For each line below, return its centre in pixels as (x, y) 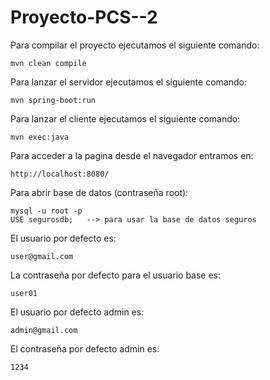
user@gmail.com (42, 256)
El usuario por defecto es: (63, 238)
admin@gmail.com (44, 330)
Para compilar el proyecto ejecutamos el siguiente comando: (135, 45)
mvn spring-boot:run (53, 100)
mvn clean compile (48, 63)
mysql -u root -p (46, 211)
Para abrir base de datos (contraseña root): (99, 192)
